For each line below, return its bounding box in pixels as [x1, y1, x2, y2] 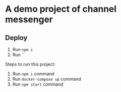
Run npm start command [12, 81, 63, 87]
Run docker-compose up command [12, 76, 81, 82]
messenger [5, 14, 53, 25]
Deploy [5, 33, 28, 42]
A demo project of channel [5, 3, 117, 15]
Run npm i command [12, 71, 55, 77]
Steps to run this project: [5, 61, 56, 67]
